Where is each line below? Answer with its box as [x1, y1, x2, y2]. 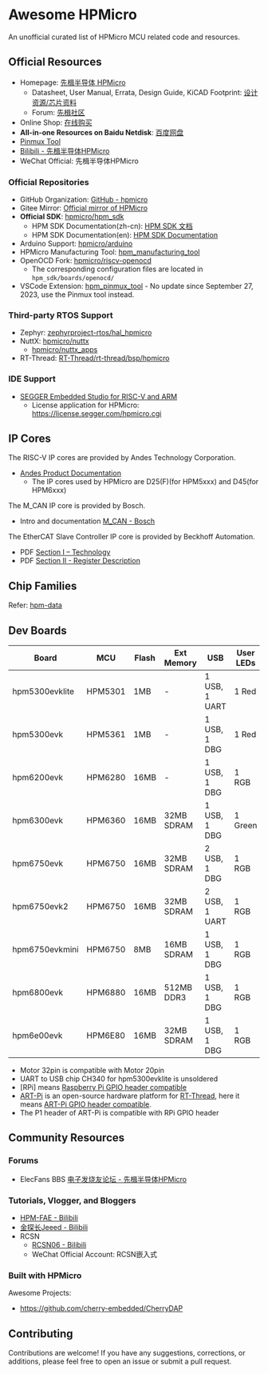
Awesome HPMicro [8, 6, 137, 24]
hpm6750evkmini [12, 944, 79, 955]
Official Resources [8, 55, 102, 69]
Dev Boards [8, 623, 68, 637]
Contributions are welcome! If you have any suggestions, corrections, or [8, 1348, 246, 1358]
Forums [8, 1155, 39, 1166]
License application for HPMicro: [31, 400, 140, 410]
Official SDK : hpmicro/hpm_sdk [19, 212, 124, 222]
